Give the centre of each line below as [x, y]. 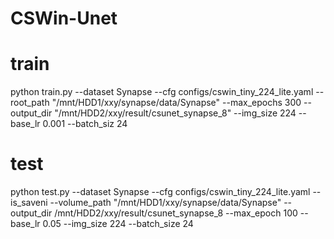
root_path [30, 103]
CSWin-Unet [64, 18]
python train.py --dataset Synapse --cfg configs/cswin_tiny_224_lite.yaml [162, 92]
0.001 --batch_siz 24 [85, 124]
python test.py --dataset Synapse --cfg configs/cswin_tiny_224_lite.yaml [160, 192]
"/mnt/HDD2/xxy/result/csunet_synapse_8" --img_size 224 [175, 113]
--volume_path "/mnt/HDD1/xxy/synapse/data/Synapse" [165, 203]
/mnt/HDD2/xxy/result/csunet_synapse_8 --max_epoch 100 [176, 213]
